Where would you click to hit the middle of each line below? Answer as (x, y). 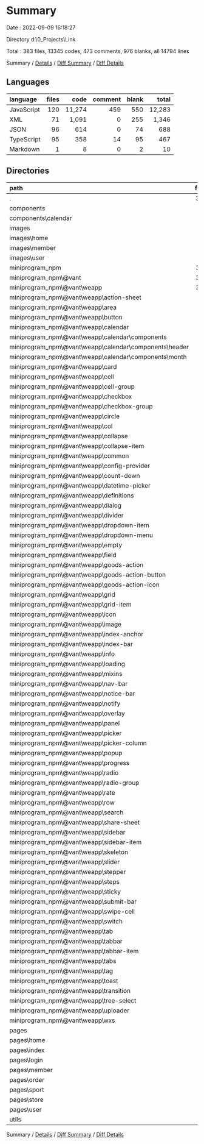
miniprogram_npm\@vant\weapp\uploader (70, 1011)
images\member (33, 247)
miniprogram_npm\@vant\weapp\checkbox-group (81, 406)
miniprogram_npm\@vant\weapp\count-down (75, 475)
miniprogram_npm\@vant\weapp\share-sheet (75, 822)
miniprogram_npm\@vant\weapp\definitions (72, 496)
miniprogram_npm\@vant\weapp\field (63, 555)
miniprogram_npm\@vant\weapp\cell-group (72, 386)
